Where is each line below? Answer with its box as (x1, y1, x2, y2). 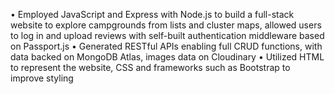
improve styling (10, 72, 74, 84)
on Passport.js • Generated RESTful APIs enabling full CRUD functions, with (10, 40, 323, 52)
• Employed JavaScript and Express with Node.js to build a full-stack (10, 9, 295, 20)
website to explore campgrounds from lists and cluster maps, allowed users (10, 19, 322, 31)
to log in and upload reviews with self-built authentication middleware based (10, 30, 325, 41)
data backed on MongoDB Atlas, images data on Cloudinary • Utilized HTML (10, 51, 325, 63)
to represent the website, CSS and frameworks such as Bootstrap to (10, 62, 291, 73)
